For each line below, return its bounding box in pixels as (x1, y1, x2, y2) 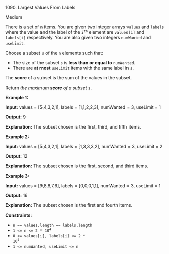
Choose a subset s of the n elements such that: (5, 50, 104, 56)
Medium (5, 14, 23, 20)
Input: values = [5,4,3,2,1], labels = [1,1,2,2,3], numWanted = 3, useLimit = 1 (5, 104, 161, 110)
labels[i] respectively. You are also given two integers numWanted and (5, 35, 151, 40)
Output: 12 (5, 153, 28, 159)
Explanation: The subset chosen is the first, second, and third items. (5, 163, 148, 169)
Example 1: (5, 95, 29, 100)
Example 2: (5, 134, 29, 140)
